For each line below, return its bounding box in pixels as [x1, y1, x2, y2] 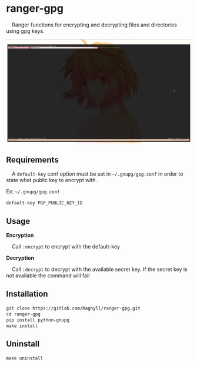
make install [6, 323, 38, 329]
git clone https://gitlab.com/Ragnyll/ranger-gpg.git [6, 305, 141, 311]
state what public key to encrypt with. [6, 177, 98, 184]
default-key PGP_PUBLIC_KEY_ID [6, 200, 83, 206]
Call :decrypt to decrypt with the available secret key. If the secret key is [11, 266, 188, 273]
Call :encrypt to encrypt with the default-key [11, 243, 121, 250]
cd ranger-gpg [6, 311, 41, 317]
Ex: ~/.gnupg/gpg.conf [6, 188, 60, 195]
